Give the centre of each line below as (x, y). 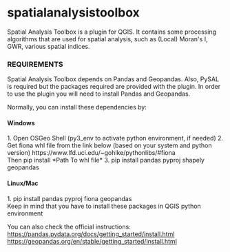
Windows (21, 123)
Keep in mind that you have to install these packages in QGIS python (104, 206)
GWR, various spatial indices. (49, 46)
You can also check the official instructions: (69, 227)
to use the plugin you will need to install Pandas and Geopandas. (99, 94)
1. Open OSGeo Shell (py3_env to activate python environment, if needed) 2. (115, 138)
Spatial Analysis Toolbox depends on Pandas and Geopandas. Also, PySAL (113, 79)
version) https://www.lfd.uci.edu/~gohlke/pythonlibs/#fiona (91, 153)
